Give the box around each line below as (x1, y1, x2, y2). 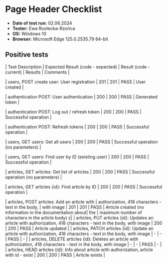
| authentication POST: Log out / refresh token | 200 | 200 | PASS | (5, 108, 142, 114)
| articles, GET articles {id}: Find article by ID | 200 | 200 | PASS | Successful (5, 183, 163, 189)
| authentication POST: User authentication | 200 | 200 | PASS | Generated (5, 93, 158, 99)
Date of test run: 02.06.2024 (12, 20, 72, 26)
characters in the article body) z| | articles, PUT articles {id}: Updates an (5, 214, 154, 220)
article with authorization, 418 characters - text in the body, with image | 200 (5, 220, 163, 226)
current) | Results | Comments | (5, 69, 70, 75)
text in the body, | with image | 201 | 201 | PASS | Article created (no (5, 204, 145, 210)
